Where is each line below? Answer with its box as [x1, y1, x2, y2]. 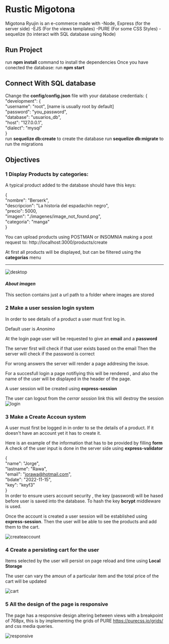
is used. [5, 503, 22, 510]
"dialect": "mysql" [5, 125, 43, 131]
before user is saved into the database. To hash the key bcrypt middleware [5, 498, 161, 504]
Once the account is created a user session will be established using [5, 513, 147, 519]
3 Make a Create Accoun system [5, 413, 87, 420]
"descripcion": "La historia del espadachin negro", [5, 203, 109, 209]
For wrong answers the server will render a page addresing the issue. [5, 360, 149, 366]
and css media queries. [5, 623, 54, 629]
